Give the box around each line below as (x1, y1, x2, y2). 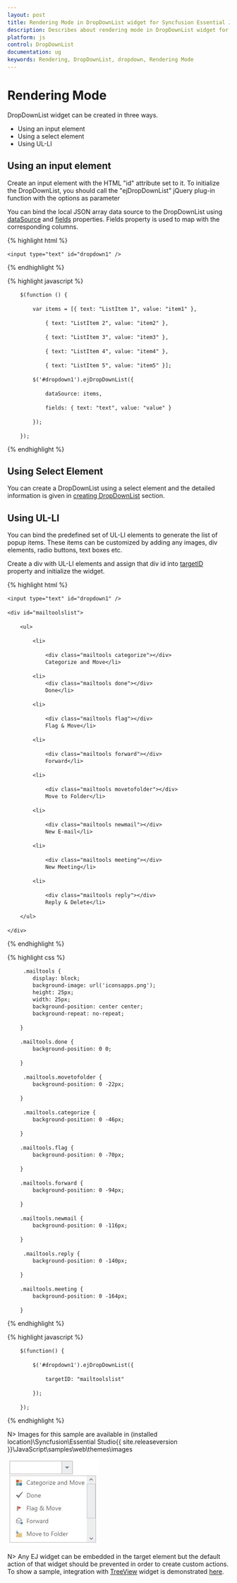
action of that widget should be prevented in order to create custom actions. (7, 1560, 229, 1568)
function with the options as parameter (7, 194, 121, 202)
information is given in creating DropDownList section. (7, 492, 165, 500)
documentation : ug (7, 49, 61, 56)
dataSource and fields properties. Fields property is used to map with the (7, 215, 220, 223)
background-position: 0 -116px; (32, 1222, 128, 1229)
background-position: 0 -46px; (32, 1116, 125, 1123)
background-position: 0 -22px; (32, 1081, 125, 1088)
